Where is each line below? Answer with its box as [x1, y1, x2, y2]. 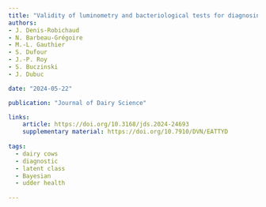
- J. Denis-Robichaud [8, 26, 80, 34]
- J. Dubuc [8, 70, 44, 78]
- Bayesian [15, 171, 51, 180]
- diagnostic [15, 157, 59, 165]
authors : [8, 19, 37, 27]
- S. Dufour [8, 48, 47, 56]
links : [8, 113, 30, 121]
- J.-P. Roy [8, 56, 47, 64]
